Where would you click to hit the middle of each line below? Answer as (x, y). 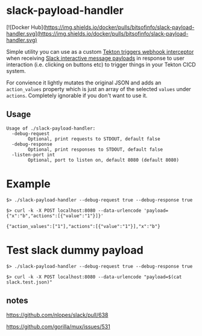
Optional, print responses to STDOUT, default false (96, 149)
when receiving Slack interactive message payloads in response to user (96, 58)
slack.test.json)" (29, 282)
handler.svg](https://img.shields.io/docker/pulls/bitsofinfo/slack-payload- (97, 33)
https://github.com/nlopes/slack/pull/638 (57, 315)
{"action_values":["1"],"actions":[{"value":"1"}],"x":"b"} (84, 226)
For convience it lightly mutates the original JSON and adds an (84, 83)
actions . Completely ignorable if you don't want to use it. (77, 95)
